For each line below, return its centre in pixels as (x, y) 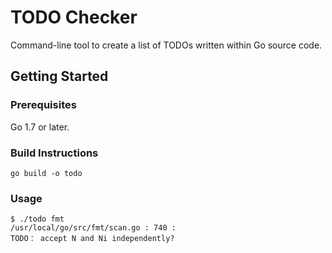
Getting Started (59, 76)
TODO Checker (74, 17)
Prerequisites (43, 105)
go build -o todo (46, 173)
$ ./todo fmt (37, 219)
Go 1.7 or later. (40, 127)
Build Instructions (54, 153)
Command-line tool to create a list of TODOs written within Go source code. (166, 45)
